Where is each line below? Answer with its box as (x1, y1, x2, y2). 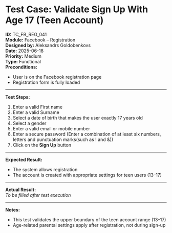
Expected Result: (5, 156, 42, 162)
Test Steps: (5, 94, 30, 100)
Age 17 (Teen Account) (5, 14, 104, 26)
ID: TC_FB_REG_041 (5, 31, 47, 37)
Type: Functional (5, 58, 41, 64)
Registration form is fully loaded (12, 79, 80, 85)
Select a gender (12, 120, 47, 126)
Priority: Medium (5, 53, 42, 59)
